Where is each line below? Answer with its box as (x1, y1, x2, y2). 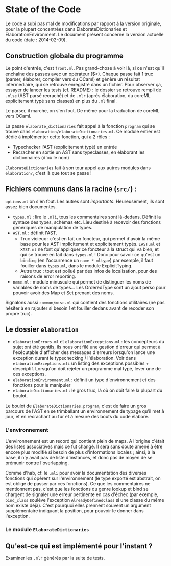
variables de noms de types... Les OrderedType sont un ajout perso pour (12, 284, 166, 290)
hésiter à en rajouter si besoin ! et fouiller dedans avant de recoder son (5, 305, 154, 311)
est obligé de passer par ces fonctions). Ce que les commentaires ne (5, 480, 151, 486)
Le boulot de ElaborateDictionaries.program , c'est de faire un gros (5, 403, 146, 409)
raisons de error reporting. (20, 273, 76, 279)
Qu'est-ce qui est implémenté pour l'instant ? (5, 541, 153, 550)
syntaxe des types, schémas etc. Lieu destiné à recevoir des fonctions (12, 219, 161, 225)
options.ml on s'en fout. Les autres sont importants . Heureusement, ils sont (5, 198, 165, 204)
